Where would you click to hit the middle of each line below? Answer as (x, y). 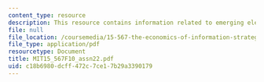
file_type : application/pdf (54, 45)
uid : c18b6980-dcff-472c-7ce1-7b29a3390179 (81, 66)
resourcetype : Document (47, 52)
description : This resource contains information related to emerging (126, 23)
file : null (26, 30)
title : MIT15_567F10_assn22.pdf (61, 59)
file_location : (33, 37)
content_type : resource (47, 15)
